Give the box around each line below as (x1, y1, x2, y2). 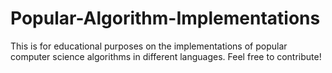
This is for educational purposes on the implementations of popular (10, 40, 288, 52)
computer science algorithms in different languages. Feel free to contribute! (10, 50, 322, 62)
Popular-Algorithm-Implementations (10, 7, 321, 30)
